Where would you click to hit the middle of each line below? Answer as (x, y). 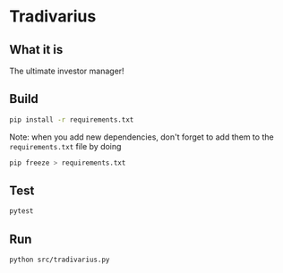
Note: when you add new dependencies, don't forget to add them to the (142, 137)
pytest (21, 211)
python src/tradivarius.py (60, 260)
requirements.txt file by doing (65, 146)
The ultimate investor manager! (67, 71)
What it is (36, 50)
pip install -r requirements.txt (72, 119)
